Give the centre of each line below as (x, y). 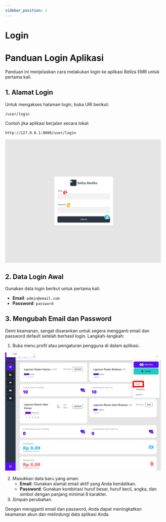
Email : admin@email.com (36, 298)
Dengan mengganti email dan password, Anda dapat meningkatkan (73, 509)
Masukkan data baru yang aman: (46, 479)
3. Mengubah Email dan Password (59, 319)
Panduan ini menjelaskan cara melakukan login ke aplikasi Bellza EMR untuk (82, 72)
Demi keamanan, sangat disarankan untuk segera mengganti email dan (77, 331)
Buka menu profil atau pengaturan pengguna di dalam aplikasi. (76, 345)
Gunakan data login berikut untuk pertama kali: (53, 289)
